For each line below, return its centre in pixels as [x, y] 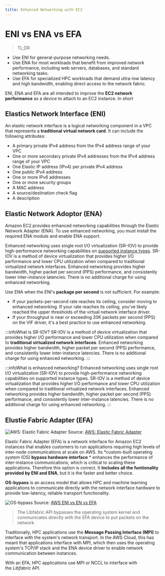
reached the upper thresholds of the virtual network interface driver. [82, 312]
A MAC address [28, 188]
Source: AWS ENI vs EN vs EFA [65, 502]
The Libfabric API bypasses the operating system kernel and [79, 512]
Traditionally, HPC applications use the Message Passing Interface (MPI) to [82, 532]
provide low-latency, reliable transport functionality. [57, 493]
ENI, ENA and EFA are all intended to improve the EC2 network [69, 93]
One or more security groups [42, 183]
